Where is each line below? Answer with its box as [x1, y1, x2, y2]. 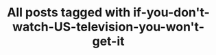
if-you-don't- [132, 5, 211, 20]
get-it [92, 34, 125, 49]
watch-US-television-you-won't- [12, 19, 204, 35]
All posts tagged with [6, 5, 131, 20]
